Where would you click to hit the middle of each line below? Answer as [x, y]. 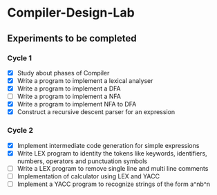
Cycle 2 [20, 131]
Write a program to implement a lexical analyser [85, 80]
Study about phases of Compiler [63, 73]
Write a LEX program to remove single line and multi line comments [113, 168]
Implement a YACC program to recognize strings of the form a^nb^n [114, 184]
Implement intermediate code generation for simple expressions [108, 145]
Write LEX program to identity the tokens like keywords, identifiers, [112, 153]
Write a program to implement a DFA [69, 89]
